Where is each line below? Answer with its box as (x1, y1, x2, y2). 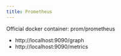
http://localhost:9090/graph (14, 36, 84, 43)
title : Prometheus (6, 8, 52, 15)
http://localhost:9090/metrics (14, 43, 88, 50)
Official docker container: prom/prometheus (6, 25, 116, 32)
